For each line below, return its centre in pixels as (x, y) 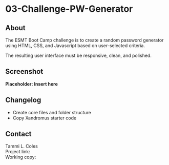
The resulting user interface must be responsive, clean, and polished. (79, 55)
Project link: (18, 152)
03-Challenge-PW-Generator (69, 9)
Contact (18, 134)
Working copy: (21, 157)
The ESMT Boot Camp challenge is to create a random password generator (84, 40)
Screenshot (24, 71)
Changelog (23, 100)
